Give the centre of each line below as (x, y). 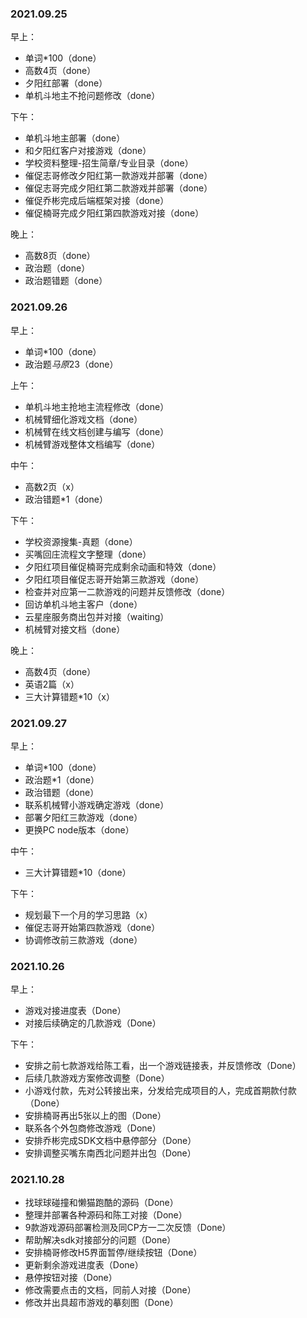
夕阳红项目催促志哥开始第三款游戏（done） (114, 579)
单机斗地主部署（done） (75, 138)
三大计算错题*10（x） (69, 696)
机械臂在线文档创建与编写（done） (97, 431)
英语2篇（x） (52, 684)
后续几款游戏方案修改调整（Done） (97, 1078)
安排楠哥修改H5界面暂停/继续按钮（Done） (113, 1253)
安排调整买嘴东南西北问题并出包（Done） (110, 1153)
